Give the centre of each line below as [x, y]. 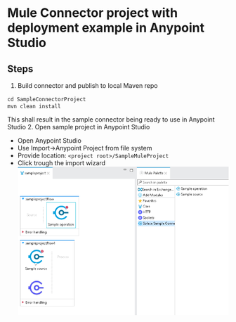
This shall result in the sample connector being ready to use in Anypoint [111, 120]
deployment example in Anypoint [106, 28]
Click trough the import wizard [61, 163]
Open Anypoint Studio [50, 141]
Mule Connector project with [92, 13]
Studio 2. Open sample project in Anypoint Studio [79, 127]
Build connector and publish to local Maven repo [87, 85]
